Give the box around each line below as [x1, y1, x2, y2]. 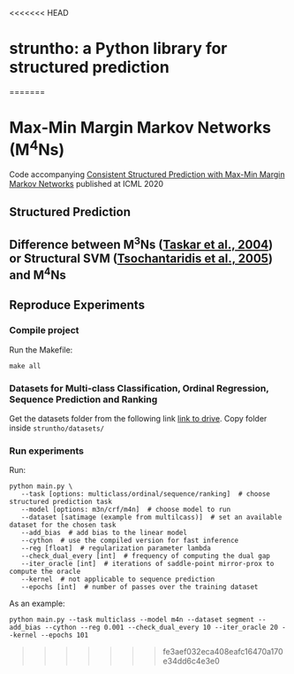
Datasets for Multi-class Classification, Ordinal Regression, [9, 382, 269, 394]
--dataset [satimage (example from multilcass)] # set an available [20, 513, 283, 522]
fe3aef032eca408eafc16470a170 [162, 647, 284, 657]
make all [9, 361, 41, 370]
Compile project [9, 324, 79, 337]
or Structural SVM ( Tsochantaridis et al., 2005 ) [9, 251, 274, 266]
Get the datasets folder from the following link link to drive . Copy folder [9, 413, 268, 423]
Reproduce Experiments [9, 298, 146, 313]
